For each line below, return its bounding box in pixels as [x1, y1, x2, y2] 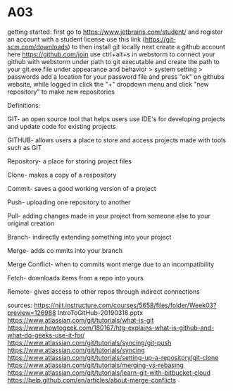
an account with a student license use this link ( [7, 35, 146, 43]
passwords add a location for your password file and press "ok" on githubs [7, 72, 225, 81]
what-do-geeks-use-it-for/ [7, 330, 85, 339]
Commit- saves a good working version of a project [7, 184, 156, 192]
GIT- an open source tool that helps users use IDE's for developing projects [7, 114, 226, 123]
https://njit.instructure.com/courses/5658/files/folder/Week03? [34, 301, 217, 309]
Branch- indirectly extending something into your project [7, 232, 172, 241]
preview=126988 [7, 308, 56, 317]
